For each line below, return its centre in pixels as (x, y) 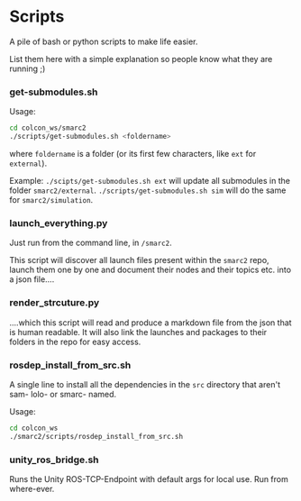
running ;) (27, 68)
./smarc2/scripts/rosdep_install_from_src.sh (96, 436)
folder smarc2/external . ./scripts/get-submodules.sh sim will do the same (148, 190)
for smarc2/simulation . (51, 199)
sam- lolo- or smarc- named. (63, 394)
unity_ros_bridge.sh (54, 460)
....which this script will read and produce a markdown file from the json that (150, 323)
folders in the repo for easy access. (75, 342)
